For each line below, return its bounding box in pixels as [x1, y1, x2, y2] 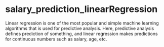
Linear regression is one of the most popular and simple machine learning [5, 20, 159, 26]
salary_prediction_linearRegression [5, 3, 158, 15]
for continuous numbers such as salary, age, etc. [5, 36, 107, 42]
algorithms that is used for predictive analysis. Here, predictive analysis [5, 25, 154, 31]
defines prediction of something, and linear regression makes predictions [5, 30, 158, 36]
